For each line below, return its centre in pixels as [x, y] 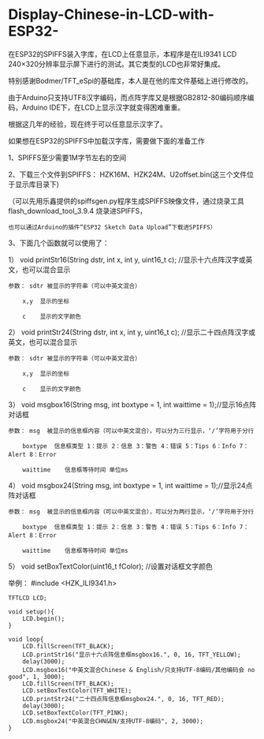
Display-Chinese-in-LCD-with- [112, 15]
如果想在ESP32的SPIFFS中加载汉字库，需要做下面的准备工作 [106, 140]
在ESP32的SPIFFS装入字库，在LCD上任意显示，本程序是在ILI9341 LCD [123, 54]
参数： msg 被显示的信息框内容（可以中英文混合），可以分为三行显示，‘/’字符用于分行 [131, 431]
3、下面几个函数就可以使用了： [59, 243]
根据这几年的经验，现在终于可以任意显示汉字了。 [87, 124]
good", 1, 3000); [37, 677]
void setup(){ [32, 612]
